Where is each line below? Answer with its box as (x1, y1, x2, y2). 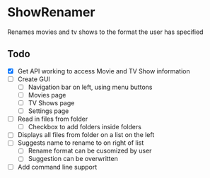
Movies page (28, 90, 66, 99)
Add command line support (17, 162, 98, 171)
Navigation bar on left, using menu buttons (28, 83, 153, 91)
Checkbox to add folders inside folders (28, 123, 141, 131)
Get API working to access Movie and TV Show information (17, 66, 190, 75)
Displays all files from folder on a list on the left (17, 131, 155, 139)
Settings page (28, 107, 69, 115)
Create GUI (17, 75, 51, 83)
